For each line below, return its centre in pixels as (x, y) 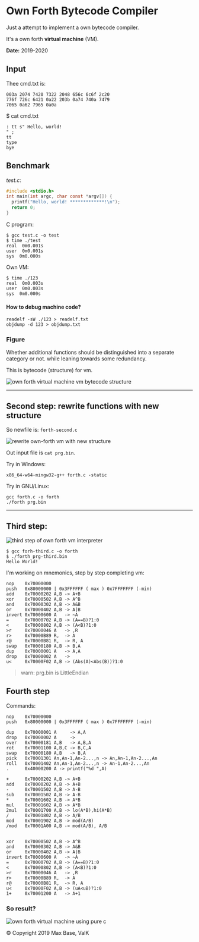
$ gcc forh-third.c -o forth (42, 551)
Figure (16, 340)
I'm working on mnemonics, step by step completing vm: (75, 573)
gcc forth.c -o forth (33, 497)
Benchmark (28, 166)
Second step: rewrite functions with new (83, 406)
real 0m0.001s (25, 246)
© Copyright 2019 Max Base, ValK (48, 933)
